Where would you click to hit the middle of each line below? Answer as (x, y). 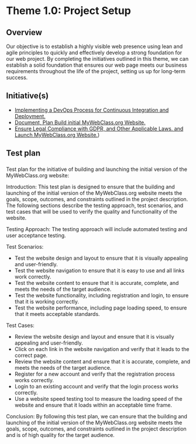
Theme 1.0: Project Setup (69, 11)
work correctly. (33, 277)
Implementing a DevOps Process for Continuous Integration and (92, 110)
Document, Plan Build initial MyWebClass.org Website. (80, 122)
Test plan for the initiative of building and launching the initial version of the (97, 169)
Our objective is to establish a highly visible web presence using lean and (94, 46)
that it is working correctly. (47, 302)
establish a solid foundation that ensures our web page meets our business (97, 65)
